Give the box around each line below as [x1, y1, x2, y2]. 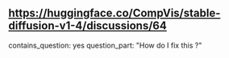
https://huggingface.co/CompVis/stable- [8, 6, 221, 20]
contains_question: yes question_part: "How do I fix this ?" [8, 40, 202, 50]
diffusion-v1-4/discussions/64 [8, 19, 167, 33]
